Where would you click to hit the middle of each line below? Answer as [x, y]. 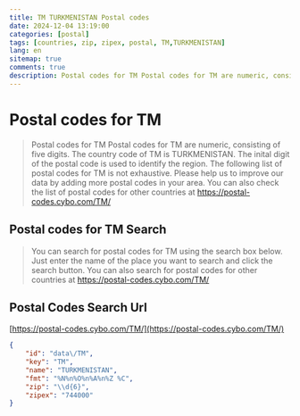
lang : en [25, 51]
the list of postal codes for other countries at [113, 192]
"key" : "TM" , [50, 362]
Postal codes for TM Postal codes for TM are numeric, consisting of [156, 145]
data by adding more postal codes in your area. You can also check [155, 182]
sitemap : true [36, 59]
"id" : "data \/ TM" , [59, 354]
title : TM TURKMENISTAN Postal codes [79, 17]
